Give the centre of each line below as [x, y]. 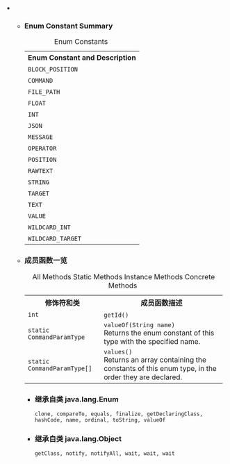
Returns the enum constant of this [159, 333]
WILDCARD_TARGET [55, 239]
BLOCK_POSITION [53, 69]
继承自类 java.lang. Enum [77, 399]
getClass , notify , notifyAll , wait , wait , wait [105, 454]
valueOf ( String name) [139, 325]
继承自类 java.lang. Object [78, 438]
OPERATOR [42, 149]
